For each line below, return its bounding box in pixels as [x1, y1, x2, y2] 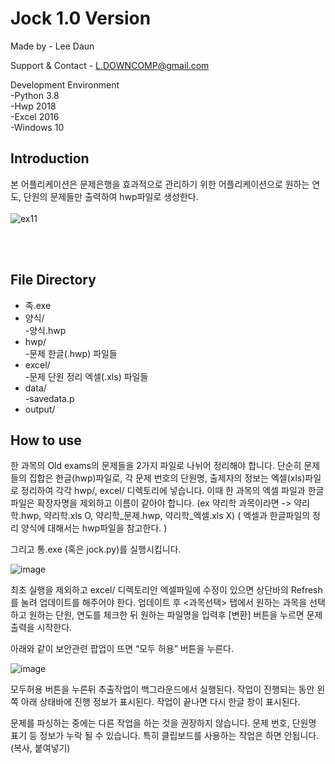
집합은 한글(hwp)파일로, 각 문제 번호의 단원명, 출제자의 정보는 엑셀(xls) [28, 472, 306, 484]
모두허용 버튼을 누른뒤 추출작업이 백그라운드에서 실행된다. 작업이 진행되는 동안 [10, 683, 315, 696]
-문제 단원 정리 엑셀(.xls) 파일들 [24, 370, 149, 382]
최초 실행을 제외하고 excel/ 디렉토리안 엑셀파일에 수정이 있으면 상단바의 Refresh [10, 584, 323, 596]
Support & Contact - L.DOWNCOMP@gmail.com [10, 59, 210, 71]
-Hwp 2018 [10, 100, 57, 112]
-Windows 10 [10, 121, 65, 133]
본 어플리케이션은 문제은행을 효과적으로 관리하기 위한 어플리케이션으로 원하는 [10, 178, 310, 190]
